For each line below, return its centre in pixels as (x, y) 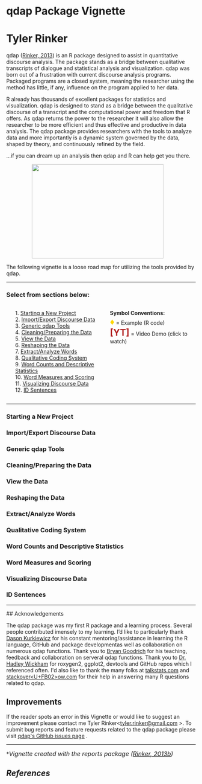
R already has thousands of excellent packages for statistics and (86, 99)
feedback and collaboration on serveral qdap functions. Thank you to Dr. (96, 657)
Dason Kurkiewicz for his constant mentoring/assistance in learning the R (97, 638)
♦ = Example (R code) (137, 322)
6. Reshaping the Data (42, 345)
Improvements (34, 702)
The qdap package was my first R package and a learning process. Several (99, 625)
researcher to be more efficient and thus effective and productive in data (96, 125)
